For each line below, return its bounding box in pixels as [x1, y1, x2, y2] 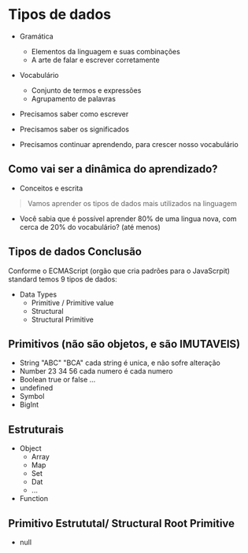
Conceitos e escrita [19, 183, 83, 193]
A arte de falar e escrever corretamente [31, 55, 160, 65]
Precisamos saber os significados [19, 124, 130, 134]
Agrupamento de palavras [31, 94, 117, 103]
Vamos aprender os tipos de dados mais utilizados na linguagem [27, 198, 238, 208]
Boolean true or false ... [19, 375, 96, 385]
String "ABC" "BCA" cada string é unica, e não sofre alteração [19, 358, 220, 367]
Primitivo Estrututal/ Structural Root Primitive [8, 517, 235, 530]
